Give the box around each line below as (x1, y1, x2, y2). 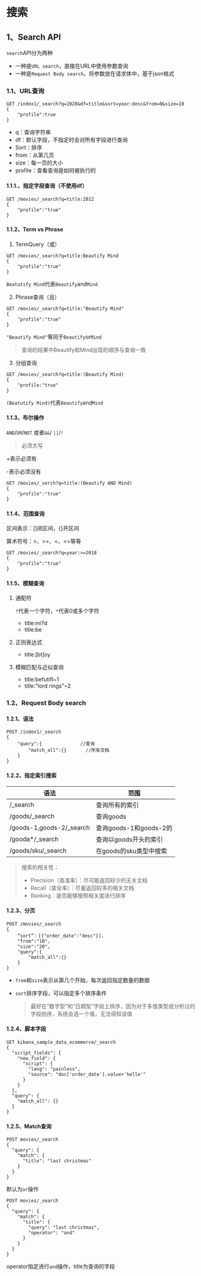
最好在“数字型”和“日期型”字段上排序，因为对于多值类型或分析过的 (30, 1002, 196, 1010)
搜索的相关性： (21, 863, 59, 871)
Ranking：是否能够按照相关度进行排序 (30, 891, 126, 899)
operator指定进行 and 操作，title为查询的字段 (6, 1263, 115, 1270)
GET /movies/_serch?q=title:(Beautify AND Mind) (6, 480, 133, 486)
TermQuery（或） (15, 240, 60, 248)
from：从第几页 (15, 151, 54, 159)
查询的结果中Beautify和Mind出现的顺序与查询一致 (21, 346, 147, 353)
